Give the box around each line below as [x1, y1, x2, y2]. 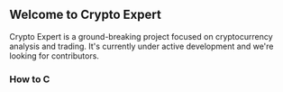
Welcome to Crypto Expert [9, 7, 162, 23]
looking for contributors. [9, 50, 99, 61]
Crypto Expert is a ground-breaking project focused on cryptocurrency [9, 31, 273, 41]
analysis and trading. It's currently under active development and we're [9, 41, 274, 51]
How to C [9, 72, 50, 85]
